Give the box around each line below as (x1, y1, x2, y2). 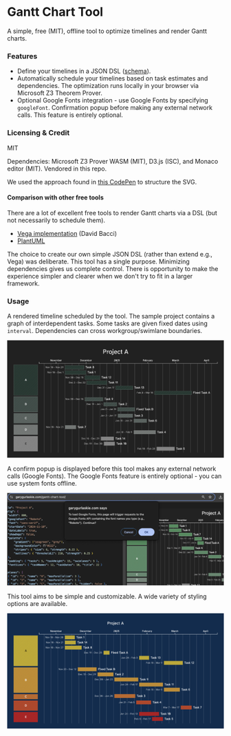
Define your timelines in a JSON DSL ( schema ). (16, 67, 151, 76)
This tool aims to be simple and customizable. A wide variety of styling (7, 592, 208, 600)
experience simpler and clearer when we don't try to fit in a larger (7, 272, 193, 280)
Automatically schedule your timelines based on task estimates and (16, 74, 208, 83)
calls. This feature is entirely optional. (16, 111, 124, 119)
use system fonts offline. (7, 479, 77, 488)
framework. (7, 279, 40, 288)
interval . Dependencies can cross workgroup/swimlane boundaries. (7, 327, 203, 335)
